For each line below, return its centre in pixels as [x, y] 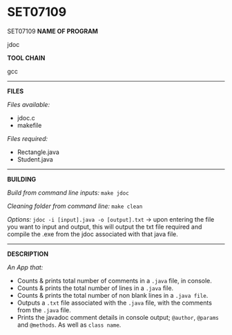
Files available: [29, 104]
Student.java [35, 159]
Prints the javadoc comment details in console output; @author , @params [118, 317]
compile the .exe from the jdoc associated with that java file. [93, 234]
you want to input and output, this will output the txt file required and [105, 227]
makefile [29, 125]
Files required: [28, 138]
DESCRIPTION [28, 253]
